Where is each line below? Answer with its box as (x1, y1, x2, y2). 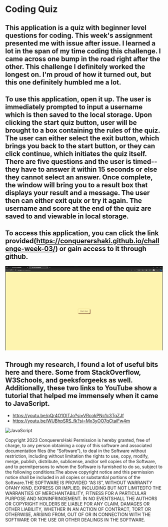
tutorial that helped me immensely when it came (5, 391, 158, 400)
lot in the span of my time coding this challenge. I (5, 46, 161, 55)
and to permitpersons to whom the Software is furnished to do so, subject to (5, 464, 162, 470)
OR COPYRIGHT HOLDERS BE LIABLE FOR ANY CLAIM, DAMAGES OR (5, 501, 150, 507)
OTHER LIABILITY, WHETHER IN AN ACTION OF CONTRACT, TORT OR (5, 506, 151, 513)
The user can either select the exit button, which (5, 134, 159, 142)
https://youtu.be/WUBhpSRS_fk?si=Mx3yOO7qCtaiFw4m (12, 418, 130, 424)
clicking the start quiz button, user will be (5, 118, 137, 127)
